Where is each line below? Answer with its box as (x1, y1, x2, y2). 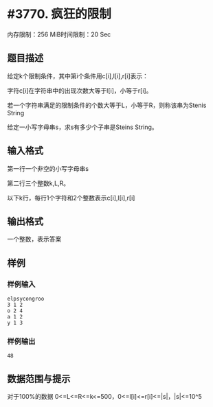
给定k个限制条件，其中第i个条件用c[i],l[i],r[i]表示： (7, 71, 149, 80)
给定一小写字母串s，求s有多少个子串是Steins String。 (7, 123, 158, 131)
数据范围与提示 (7, 373, 71, 384)
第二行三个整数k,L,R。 (7, 179, 70, 187)
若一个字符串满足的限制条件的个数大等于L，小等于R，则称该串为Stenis (7, 101, 207, 109)
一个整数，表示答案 (7, 235, 62, 244)
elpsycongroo (7, 296, 45, 303)
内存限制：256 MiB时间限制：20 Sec (7, 30, 111, 38)
